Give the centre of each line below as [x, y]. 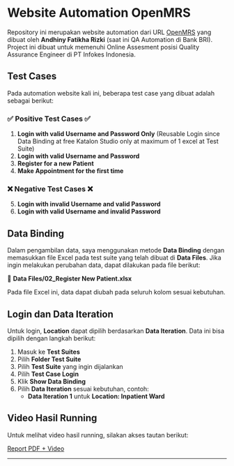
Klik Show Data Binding [51, 381]
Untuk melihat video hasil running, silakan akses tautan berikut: [98, 435]
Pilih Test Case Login [48, 374]
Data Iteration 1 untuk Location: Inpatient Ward [96, 396]
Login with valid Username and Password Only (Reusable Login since [119, 134]
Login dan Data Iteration [60, 314]
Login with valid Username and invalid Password [89, 211]
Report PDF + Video [36, 449]
